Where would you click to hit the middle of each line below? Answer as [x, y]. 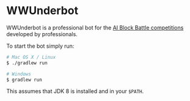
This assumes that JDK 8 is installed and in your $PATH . [75, 91]
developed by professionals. [42, 34]
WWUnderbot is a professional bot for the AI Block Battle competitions [95, 28]
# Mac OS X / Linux [31, 57]
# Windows [19, 74]
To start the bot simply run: [40, 46]
